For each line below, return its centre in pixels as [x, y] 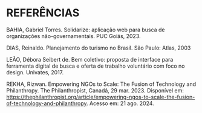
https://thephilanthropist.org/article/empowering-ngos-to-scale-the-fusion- [101, 97]
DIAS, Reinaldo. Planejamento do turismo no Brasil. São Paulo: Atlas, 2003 [99, 48]
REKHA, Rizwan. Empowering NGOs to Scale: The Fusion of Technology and [101, 84]
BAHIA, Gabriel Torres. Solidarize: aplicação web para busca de [86, 30]
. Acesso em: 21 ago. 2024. [120, 103]
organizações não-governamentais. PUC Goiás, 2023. [73, 36]
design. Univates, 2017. [35, 72]
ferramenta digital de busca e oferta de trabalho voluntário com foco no [96, 66]
